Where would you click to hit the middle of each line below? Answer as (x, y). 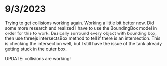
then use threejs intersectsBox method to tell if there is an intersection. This (83, 38)
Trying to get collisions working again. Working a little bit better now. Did (80, 23)
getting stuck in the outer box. (36, 49)
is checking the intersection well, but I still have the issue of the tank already (83, 43)
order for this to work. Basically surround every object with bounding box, (81, 33)
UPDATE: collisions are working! (38, 58)
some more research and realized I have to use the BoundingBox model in (81, 28)
